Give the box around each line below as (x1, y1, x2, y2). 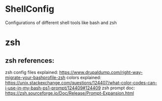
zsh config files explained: (5, 69, 58, 75)
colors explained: (66, 75, 102, 80)
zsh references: (5, 56, 55, 65)
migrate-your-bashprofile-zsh (5, 75, 66, 80)
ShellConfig (5, 3, 54, 15)
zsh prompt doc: (102, 85, 135, 91)
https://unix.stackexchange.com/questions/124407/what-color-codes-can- (5, 79, 157, 85)
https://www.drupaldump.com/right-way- (59, 69, 143, 75)
